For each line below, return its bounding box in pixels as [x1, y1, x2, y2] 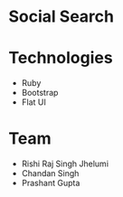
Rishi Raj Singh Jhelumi [21, 158, 109, 169]
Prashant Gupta [21, 178, 80, 189]
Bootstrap [21, 88, 59, 98]
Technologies [8, 48, 114, 69]
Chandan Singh [21, 168, 80, 179]
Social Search [8, 6, 115, 27]
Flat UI [21, 97, 47, 108]
